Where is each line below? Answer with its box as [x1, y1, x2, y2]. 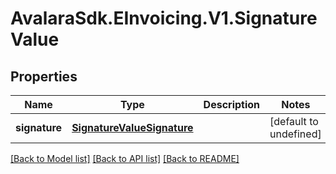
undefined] [269, 127, 322, 141]
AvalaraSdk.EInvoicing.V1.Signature [10, 7, 318, 30]
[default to [269, 115, 319, 128]
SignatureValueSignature [71, 121, 194, 134]
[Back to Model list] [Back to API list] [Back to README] [10, 153, 240, 164]
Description [203, 98, 261, 111]
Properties [10, 68, 78, 85]
